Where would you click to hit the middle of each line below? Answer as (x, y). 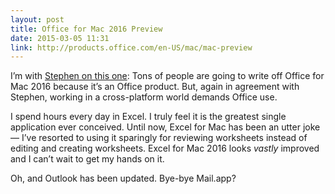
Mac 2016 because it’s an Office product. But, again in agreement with (155, 87)
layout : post (37, 19)
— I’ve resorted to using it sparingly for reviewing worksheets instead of (159, 138)
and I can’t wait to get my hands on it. (87, 159)
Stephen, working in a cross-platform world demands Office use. (144, 97)
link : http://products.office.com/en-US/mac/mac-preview (131, 47)
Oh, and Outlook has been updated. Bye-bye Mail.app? (123, 178)
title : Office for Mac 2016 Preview (86, 29)
